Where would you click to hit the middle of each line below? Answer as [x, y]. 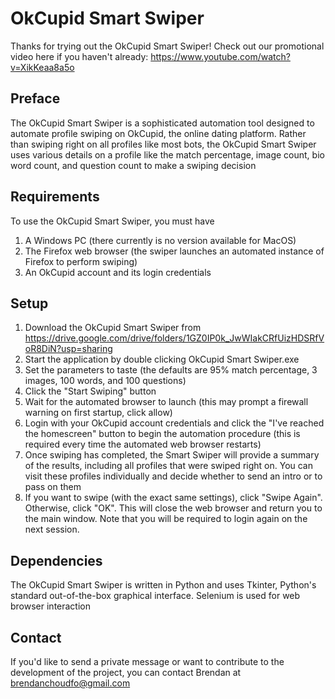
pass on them [53, 487]
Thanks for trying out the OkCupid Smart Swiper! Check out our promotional [167, 46]
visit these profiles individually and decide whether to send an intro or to [173, 476]
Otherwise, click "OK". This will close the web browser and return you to [173, 508]
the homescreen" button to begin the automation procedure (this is [162, 434]
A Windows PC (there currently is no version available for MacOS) [160, 240]
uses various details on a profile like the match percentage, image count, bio [167, 154]
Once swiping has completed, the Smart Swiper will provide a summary [172, 455]
